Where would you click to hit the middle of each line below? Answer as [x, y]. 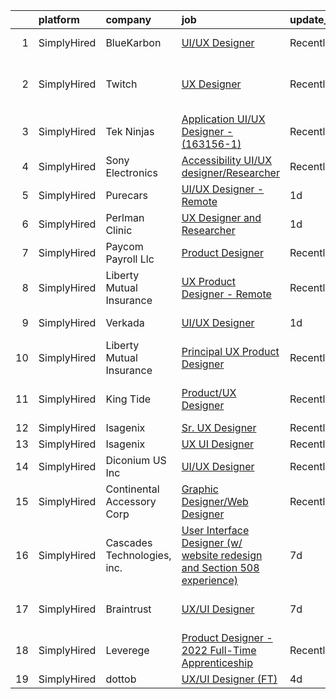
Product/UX [209, 392]
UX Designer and [221, 217]
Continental [132, 489]
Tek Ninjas [130, 131]
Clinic [119, 230]
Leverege [127, 650]
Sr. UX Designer [219, 427]
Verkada [125, 322]
